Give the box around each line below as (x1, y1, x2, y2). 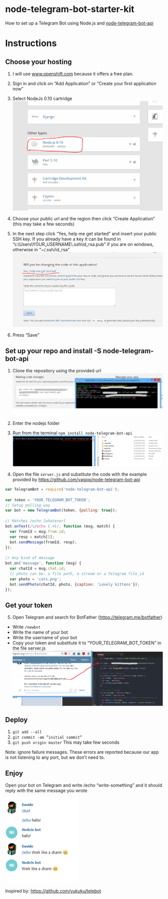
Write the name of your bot (12, 629, 68, 635)
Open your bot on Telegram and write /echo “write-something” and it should (5, 782, 162, 788)
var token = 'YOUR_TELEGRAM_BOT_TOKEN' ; (5, 497, 91, 503)
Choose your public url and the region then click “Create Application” (12, 215, 155, 221)
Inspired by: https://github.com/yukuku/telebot (5, 888, 101, 894)
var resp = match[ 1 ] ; (9, 534, 55, 539)
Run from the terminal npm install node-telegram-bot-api (12, 430, 132, 436)
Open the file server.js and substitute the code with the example (12, 471, 147, 477)
